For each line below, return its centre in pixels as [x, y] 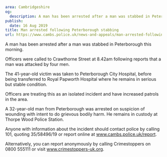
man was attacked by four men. [38, 64]
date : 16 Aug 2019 [29, 26]
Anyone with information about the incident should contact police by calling [83, 129]
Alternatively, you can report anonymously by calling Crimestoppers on [78, 144]
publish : [14, 21]
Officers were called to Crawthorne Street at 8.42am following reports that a [83, 59]
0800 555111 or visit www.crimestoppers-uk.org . [55, 149]
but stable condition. [26, 85]
